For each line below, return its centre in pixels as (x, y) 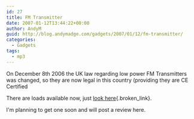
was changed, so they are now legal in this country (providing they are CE (97, 80)
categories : (21, 40)
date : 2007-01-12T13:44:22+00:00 (48, 23)
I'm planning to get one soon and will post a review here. (76, 109)
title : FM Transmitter (34, 17)
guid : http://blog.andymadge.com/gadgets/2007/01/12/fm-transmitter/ (95, 34)
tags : (13, 51)
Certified (17, 86)
